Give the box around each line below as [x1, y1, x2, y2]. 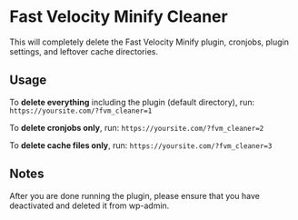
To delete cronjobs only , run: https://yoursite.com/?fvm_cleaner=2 [9, 122, 264, 133]
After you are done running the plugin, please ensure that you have [9, 190, 261, 201]
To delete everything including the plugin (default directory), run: [9, 96, 255, 107]
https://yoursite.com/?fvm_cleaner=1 [9, 106, 153, 115]
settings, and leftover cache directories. [9, 45, 159, 56]
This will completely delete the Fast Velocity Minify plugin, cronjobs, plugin [9, 36, 289, 47]
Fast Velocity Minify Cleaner [9, 6, 229, 27]
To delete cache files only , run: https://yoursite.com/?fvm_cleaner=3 [9, 139, 273, 151]
